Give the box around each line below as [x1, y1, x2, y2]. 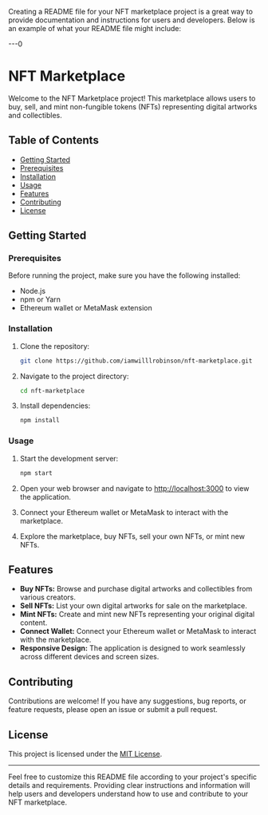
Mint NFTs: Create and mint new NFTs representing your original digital [19, 610, 255, 619]
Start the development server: [19, 453, 119, 463]
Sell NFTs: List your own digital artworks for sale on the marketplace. [19, 601, 247, 611]
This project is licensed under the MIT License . [8, 749, 163, 758]
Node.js [19, 287, 46, 296]
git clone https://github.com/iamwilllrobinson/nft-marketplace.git [19, 357, 253, 365]
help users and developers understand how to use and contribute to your [8, 789, 249, 798]
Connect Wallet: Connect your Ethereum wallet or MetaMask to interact [19, 627, 257, 636]
